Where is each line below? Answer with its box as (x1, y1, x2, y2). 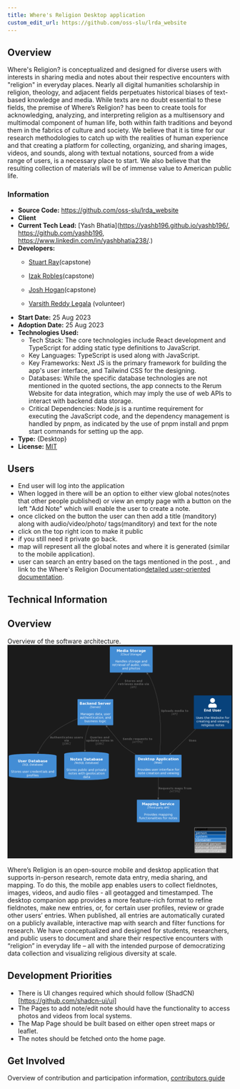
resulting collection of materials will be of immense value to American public (7, 164, 232, 173)
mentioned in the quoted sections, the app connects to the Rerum (28, 381, 222, 389)
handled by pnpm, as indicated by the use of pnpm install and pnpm (28, 419, 229, 428)
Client (17, 213, 36, 222)
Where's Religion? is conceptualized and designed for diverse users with (7, 65, 221, 74)
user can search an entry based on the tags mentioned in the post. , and (17, 557, 231, 566)
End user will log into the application (17, 482, 125, 490)
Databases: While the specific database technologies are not (28, 374, 208, 382)
